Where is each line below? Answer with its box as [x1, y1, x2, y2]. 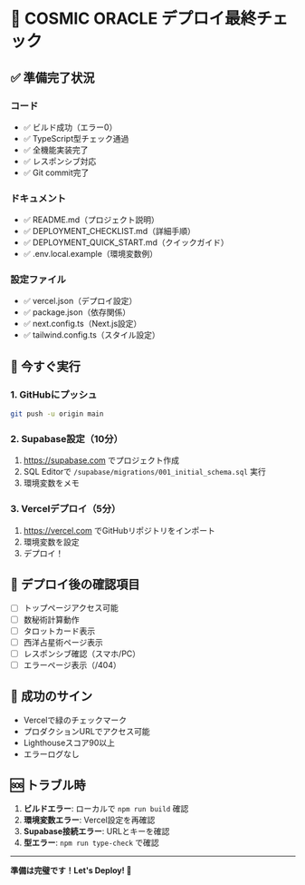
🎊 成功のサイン [10, 689, 93, 704]
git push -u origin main [10, 409, 104, 418]
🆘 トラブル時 [10, 778, 87, 793]
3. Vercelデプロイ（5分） [10, 503, 121, 516]
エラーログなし [23, 748, 80, 759]
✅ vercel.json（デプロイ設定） [23, 296, 138, 307]
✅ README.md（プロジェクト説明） [23, 214, 159, 225]
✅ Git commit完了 [23, 167, 90, 178]
